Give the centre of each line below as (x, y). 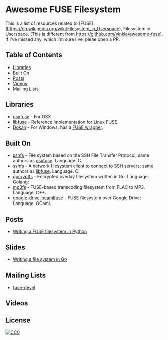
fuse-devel (24, 287)
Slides (15, 247)
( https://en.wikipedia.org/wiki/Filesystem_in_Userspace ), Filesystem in (78, 28)
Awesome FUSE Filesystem (63, 9)
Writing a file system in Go (40, 259)
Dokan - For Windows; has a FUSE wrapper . (58, 127)
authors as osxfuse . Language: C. (47, 161)
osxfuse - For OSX (32, 116)
